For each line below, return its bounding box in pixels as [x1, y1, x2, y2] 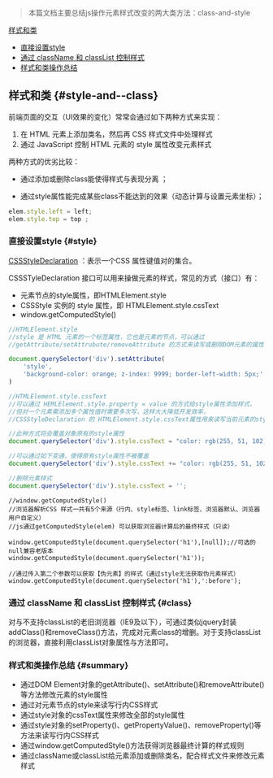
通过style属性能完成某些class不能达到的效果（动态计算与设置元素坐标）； [19, 191, 264, 201]
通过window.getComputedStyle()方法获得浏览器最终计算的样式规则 [19, 741, 245, 750]
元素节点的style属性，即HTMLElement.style [19, 290, 167, 300]
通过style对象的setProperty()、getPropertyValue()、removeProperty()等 [19, 720, 262, 730]
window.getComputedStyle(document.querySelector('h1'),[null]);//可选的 [8, 538, 256, 546]
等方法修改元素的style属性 [19, 690, 108, 700]
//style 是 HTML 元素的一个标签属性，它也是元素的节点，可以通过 [8, 332, 205, 341]
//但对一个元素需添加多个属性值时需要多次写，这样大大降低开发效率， [8, 407, 210, 415]
